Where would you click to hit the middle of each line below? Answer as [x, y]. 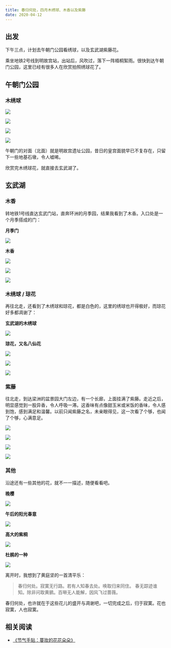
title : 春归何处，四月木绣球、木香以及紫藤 [46, 10]
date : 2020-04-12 [24, 15]
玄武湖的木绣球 [21, 323]
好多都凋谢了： [21, 312]
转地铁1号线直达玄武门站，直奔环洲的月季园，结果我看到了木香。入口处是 [82, 213]
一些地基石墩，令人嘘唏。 [36, 157]
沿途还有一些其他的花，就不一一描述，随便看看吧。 [59, 482]
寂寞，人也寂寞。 [23, 609]
